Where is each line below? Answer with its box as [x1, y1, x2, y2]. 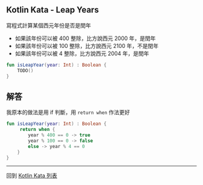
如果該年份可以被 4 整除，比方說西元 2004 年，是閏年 [14, 50, 149, 57]
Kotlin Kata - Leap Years [6, 5, 99, 15]
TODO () [17, 67, 34, 73]
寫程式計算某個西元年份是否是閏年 [6, 21, 91, 29]
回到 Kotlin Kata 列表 [6, 172, 57, 180]
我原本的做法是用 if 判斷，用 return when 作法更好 [6, 109, 130, 116]
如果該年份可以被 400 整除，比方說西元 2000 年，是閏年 [14, 35, 156, 42]
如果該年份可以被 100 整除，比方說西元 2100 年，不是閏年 [14, 42, 159, 49]
